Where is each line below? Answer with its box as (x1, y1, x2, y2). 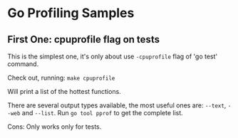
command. (7, 60, 39, 68)
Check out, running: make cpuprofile (7, 73, 115, 82)
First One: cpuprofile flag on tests (7, 33, 160, 46)
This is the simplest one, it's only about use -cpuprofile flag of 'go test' (7, 52, 218, 60)
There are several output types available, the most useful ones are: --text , (7, 101, 227, 110)
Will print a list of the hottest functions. (7, 87, 121, 95)
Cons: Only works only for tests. (7, 122, 102, 131)
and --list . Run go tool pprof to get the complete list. (21, 109, 183, 117)
